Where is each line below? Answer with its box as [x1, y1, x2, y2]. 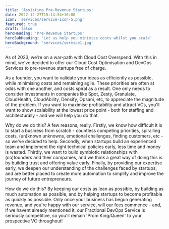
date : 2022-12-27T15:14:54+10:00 [5, 12, 76, 17]
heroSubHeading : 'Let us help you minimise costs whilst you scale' [5, 36, 152, 41]
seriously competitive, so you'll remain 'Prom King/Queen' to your [5, 212, 142, 218]
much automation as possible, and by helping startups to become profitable [5, 191, 162, 197]
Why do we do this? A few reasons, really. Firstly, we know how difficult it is [5, 122, 162, 128]
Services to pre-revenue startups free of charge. [5, 65, 106, 71]
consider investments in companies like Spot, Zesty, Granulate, [5, 90, 136, 97]
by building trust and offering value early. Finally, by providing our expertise [5, 160, 162, 166]
